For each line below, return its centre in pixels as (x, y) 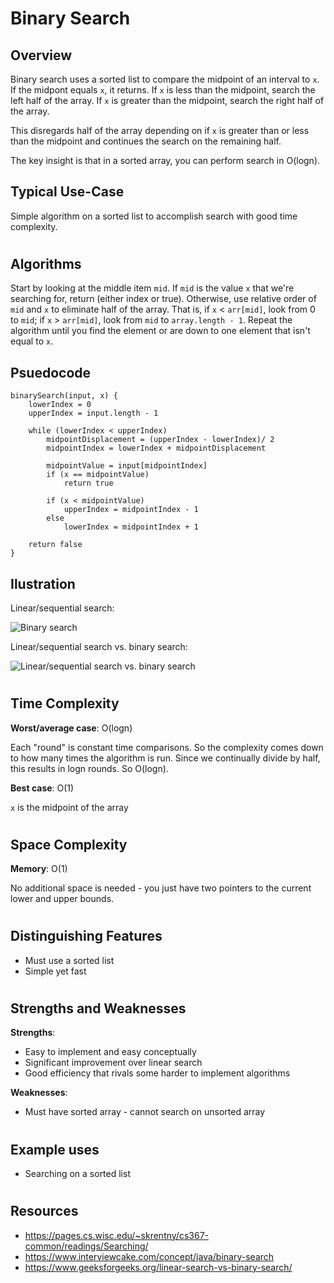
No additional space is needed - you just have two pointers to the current (161, 888)
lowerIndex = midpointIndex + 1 (131, 527)
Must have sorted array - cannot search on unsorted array (145, 1112)
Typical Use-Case (67, 192)
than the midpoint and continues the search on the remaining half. (146, 141)
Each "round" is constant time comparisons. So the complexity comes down (167, 747)
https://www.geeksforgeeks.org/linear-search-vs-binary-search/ (158, 1267)
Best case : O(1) (42, 788)
